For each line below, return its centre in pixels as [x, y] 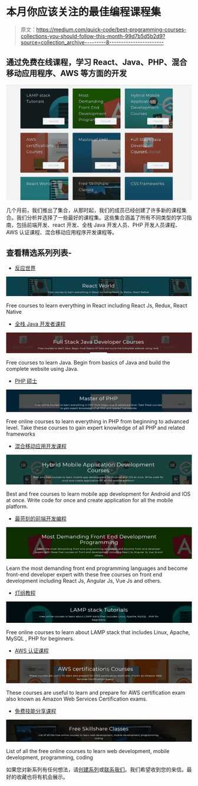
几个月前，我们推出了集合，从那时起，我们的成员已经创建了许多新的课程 [94, 210]
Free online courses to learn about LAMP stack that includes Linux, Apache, [98, 632]
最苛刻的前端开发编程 [40, 519]
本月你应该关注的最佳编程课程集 [84, 12]
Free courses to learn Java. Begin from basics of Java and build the [88, 363]
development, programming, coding [49, 757]
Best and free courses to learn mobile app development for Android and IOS [98, 494]
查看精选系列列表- [39, 253]
